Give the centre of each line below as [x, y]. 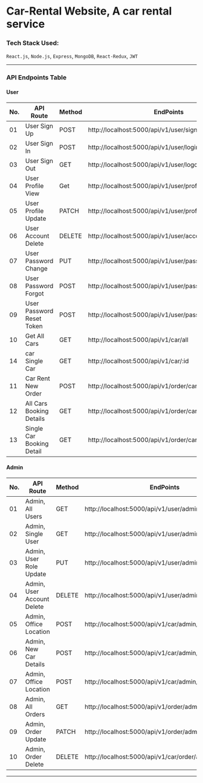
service [26, 24]
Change [37, 268]
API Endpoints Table [37, 78]
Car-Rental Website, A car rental [89, 11]
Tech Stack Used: [33, 43]
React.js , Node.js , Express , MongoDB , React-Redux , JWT [72, 56]
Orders [35, 714]
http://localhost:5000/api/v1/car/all [138, 340]
